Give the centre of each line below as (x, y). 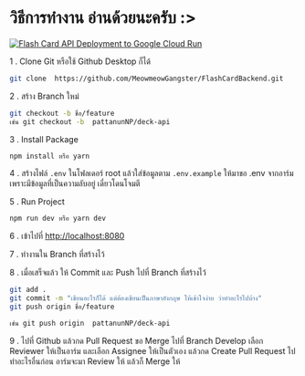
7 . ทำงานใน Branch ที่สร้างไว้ (57, 255)
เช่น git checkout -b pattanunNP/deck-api (90, 121)
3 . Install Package (44, 139)
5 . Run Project (37, 202)
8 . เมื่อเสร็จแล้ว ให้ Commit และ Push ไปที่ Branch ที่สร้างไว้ (108, 273)
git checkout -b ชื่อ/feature (62, 113)
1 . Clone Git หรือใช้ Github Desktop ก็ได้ (80, 61)
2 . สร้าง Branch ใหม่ (44, 96)
